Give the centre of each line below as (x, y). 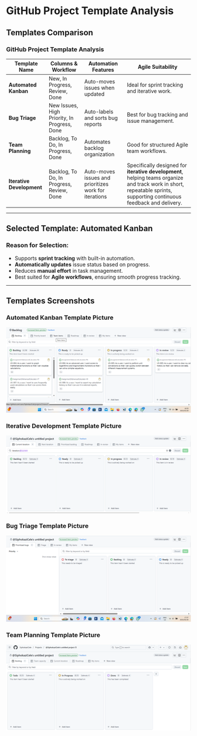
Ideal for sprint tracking (155, 85)
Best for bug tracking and (158, 115)
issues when (99, 88)
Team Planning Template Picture (53, 635)
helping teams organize (155, 178)
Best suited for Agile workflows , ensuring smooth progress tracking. (98, 277)
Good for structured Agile (158, 145)
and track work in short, (156, 184)
